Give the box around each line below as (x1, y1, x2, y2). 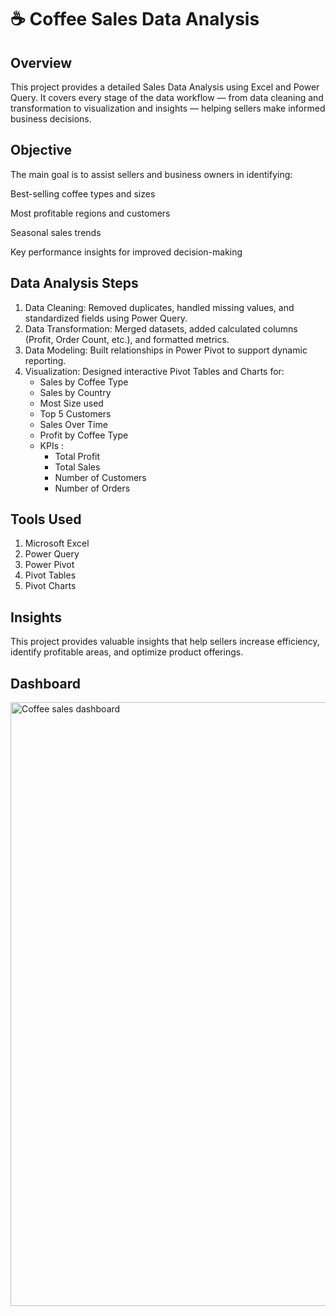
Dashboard (10, 675, 81, 692)
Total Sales (54, 461, 101, 473)
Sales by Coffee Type (39, 376, 129, 388)
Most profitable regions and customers (10, 207, 171, 219)
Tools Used (10, 511, 82, 528)
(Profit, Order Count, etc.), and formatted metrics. (24, 333, 230, 345)
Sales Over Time (39, 418, 108, 430)
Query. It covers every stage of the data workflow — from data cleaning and (10, 92, 324, 103)
